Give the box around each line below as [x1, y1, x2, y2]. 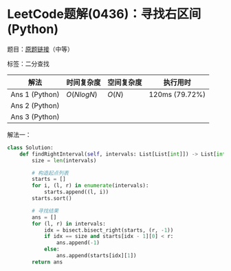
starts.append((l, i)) [43, 188, 109, 196]
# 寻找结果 [32, 207, 59, 214]
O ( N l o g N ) [66, 89, 98, 99]
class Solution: [7, 144, 54, 151]
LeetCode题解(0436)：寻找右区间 [7, 6, 201, 22]
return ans [32, 259, 63, 265]
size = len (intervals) [32, 157, 97, 164]
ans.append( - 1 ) [56, 239, 100, 246]
